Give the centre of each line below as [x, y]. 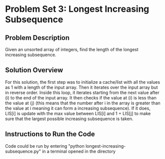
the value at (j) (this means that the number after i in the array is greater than [83, 103]
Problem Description [37, 38]
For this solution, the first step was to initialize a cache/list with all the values [82, 82]
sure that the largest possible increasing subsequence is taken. [69, 119]
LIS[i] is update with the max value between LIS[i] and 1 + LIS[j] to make [78, 113]
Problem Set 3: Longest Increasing [77, 9]
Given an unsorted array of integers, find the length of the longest [72, 49]
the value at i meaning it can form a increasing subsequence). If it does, [78, 108]
